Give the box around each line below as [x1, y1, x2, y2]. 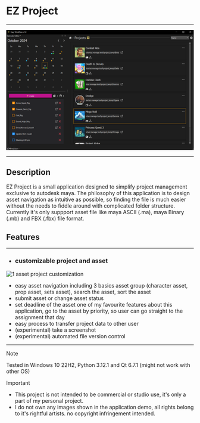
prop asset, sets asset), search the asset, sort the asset [14, 288, 151, 295]
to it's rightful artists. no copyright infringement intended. [14, 410, 156, 417]
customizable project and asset [14, 257, 108, 265]
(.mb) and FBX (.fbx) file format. [6, 215, 85, 222]
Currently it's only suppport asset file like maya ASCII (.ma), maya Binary [6, 208, 185, 215]
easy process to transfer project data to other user [14, 320, 139, 327]
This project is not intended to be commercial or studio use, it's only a [14, 391, 186, 398]
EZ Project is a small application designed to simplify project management [6, 183, 187, 190]
